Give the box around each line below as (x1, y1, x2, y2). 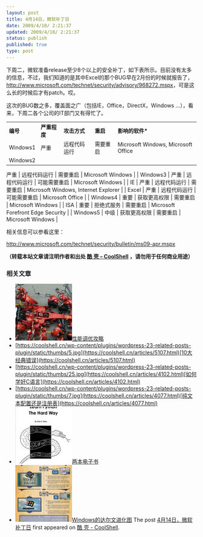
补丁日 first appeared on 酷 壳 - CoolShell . (14, 524, 120, 531)
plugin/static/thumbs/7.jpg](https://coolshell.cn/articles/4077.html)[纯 (14, 392, 188, 399)
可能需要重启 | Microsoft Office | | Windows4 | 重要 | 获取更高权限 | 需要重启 (6, 194, 195, 201)
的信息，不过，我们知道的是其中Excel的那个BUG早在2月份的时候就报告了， (6, 73, 193, 81)
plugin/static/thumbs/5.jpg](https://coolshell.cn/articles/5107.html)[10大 (14, 349, 193, 356)
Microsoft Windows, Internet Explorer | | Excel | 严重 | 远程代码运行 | (27, 186, 196, 193)
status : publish (6, 35, 47, 42)
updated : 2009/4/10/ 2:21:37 (6, 29, 80, 35)
